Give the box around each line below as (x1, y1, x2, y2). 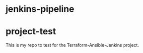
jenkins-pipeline (5, 3, 74, 15)
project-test (5, 26, 56, 37)
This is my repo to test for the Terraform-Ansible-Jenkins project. (5, 42, 139, 48)
